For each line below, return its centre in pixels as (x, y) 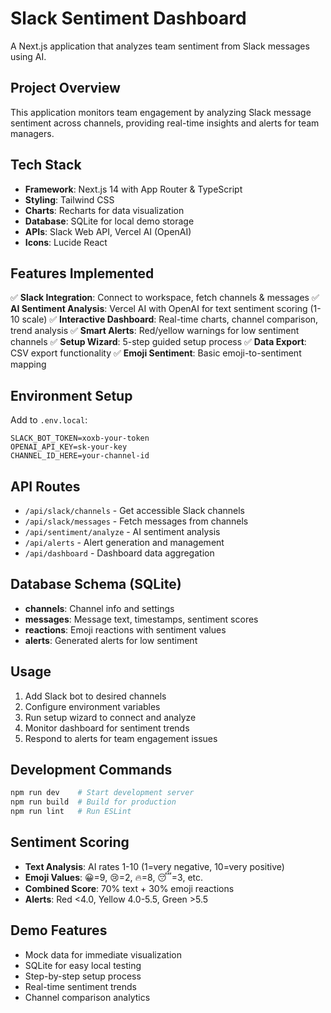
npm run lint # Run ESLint (71, 812)
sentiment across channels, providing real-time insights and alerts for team (165, 123)
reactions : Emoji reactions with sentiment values (125, 629)
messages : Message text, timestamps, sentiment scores (141, 619)
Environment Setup (71, 395)
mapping (28, 364)
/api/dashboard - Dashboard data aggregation (119, 553)
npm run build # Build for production (93, 802)
